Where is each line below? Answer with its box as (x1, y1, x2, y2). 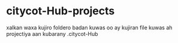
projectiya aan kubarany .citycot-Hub (6, 30, 98, 37)
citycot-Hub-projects (6, 4, 115, 18)
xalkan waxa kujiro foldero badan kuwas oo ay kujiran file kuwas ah (6, 24, 173, 31)
